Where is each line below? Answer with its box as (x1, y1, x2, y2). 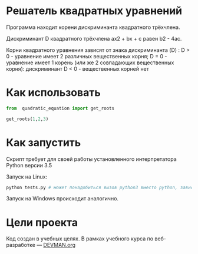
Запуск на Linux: (6, 173, 48, 180)
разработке (6, 242, 35, 249)
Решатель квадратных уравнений (6, 4, 183, 18)
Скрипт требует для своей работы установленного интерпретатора (6, 155, 177, 163)
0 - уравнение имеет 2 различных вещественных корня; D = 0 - (6, 52, 167, 60)
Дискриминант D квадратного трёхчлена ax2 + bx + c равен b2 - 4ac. (6, 35, 182, 42)
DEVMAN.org (43, 242, 75, 249)
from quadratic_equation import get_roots (6, 105, 115, 111)
